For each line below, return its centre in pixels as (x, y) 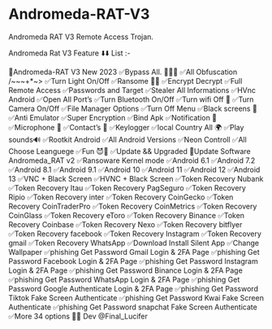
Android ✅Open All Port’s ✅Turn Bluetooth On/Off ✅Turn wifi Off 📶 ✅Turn (131, 99)
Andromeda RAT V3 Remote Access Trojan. (81, 37)
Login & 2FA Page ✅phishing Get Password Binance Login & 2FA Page (126, 270)
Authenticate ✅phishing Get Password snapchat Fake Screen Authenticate (133, 307)
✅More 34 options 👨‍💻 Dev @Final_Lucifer (78, 316)
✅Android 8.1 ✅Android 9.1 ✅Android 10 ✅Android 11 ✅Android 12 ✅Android (134, 169)
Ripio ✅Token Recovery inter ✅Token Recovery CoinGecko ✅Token (121, 197)
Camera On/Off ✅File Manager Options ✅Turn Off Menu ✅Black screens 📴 (133, 108)
